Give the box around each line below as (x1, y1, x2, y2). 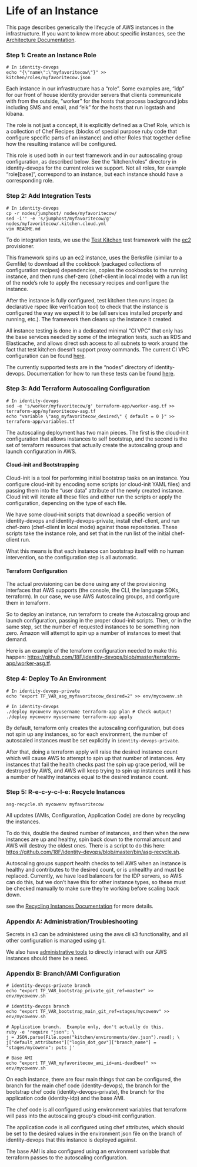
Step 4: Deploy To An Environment (6, 674, 106, 683)
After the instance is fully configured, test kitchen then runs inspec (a (6, 296, 174, 304)
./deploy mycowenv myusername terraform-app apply (6, 713, 133, 720)
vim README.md (6, 226, 41, 232)
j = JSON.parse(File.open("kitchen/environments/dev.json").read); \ (6, 1035, 181, 1041)
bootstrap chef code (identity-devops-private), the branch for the (6, 1088, 165, 1096)
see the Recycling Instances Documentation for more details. (6, 902, 154, 910)
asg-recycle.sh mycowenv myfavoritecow (6, 801, 104, 807)
